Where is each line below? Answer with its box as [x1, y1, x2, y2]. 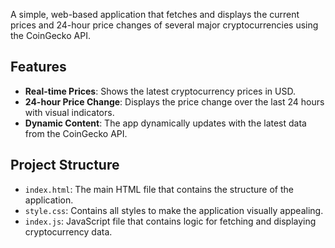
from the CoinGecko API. [24, 127, 128, 139]
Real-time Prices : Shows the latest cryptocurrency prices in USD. [24, 85, 296, 97]
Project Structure [10, 157, 120, 174]
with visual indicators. [24, 106, 115, 118]
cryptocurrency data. [24, 225, 113, 238]
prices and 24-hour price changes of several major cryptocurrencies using [10, 19, 319, 31]
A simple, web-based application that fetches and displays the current [10, 9, 300, 20]
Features [10, 59, 67, 76]
